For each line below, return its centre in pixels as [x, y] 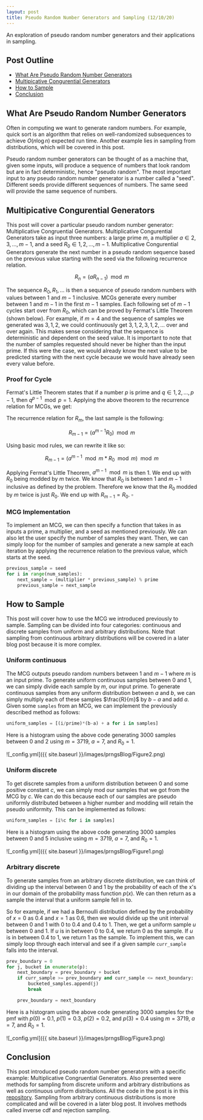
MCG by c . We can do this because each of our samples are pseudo [92, 796]
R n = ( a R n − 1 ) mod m [102, 277]
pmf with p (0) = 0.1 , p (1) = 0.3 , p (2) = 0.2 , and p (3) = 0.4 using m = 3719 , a [101, 1018]
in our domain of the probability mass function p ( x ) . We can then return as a [101, 893]
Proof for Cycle [29, 380]
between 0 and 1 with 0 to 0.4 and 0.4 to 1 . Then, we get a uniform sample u [101, 924]
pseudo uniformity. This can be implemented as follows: [76, 809]
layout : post [23, 12]
